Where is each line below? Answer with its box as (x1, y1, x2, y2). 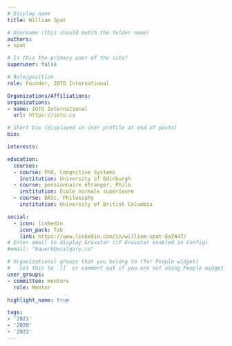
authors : (7, 35, 32, 42)
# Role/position (7, 73, 54, 80)
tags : (7, 309, 23, 316)
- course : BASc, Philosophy (13, 195, 95, 202)
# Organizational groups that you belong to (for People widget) (7, 258, 199, 266)
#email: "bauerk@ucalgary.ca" (7, 245, 95, 253)
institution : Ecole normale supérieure (19, 188, 135, 195)
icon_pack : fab (19, 226, 64, 233)
